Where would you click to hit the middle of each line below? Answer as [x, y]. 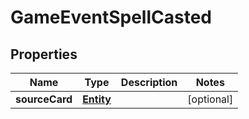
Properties [44, 54]
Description [149, 82]
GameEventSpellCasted [111, 17]
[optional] [210, 99]
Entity [97, 99]
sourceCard [44, 99]
